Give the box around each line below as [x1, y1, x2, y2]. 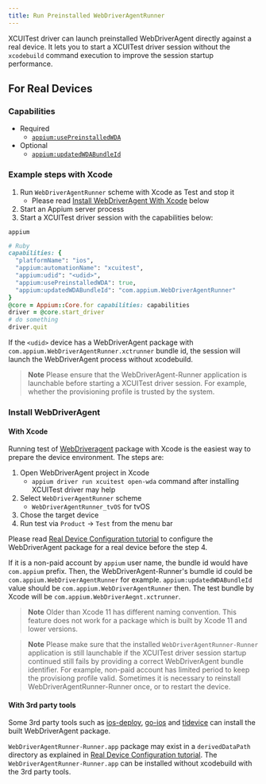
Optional [19, 141, 48, 150]
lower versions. [27, 624, 78, 634]
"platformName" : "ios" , [15, 256, 94, 265]
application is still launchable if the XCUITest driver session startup [27, 648, 247, 657]
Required [19, 124, 50, 134]
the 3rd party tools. [8, 767, 71, 777]
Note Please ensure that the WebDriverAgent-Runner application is [27, 370, 248, 380]
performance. [8, 59, 53, 68]
